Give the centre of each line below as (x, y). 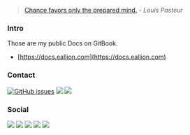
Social (18, 109)
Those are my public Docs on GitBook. (63, 43)
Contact (21, 75)
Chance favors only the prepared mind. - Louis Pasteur (103, 10)
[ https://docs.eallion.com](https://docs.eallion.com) (92, 57)
